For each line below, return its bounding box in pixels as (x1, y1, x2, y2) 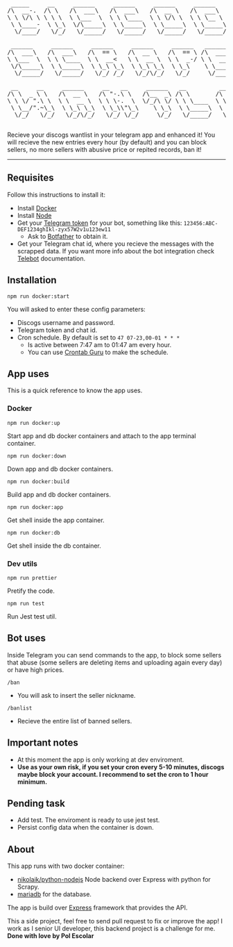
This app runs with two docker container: (7, 862, 125, 871)
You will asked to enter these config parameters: (7, 305, 146, 313)
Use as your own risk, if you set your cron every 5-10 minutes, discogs (17, 762, 225, 771)
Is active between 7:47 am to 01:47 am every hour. (27, 340, 172, 349)
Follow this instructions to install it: (7, 190, 106, 199)
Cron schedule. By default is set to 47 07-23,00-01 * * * (17, 333, 180, 342)
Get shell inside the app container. (7, 516, 105, 524)
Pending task (7, 798, 66, 810)
